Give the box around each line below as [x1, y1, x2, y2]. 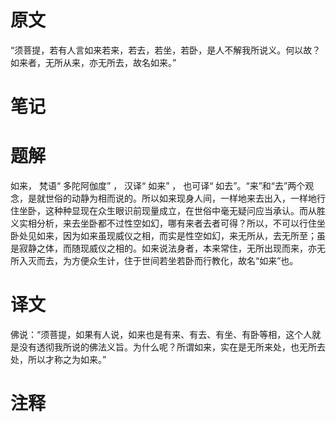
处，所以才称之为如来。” [10, 354, 107, 365]
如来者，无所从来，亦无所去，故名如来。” [10, 56, 177, 68]
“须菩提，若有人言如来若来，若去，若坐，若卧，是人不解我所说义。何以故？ [10, 44, 322, 56]
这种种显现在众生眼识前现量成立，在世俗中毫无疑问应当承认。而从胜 [44, 205, 326, 217]
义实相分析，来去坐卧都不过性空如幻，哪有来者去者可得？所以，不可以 [10, 217, 300, 230]
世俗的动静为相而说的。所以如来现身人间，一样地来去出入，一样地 [44, 192, 317, 205]
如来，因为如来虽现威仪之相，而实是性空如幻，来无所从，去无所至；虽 [36, 230, 326, 242]
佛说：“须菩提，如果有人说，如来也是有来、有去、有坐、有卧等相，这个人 [10, 329, 313, 340]
